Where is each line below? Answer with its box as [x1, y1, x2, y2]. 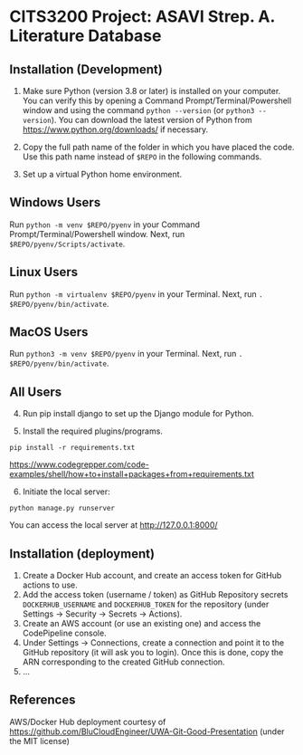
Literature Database [9, 25, 162, 46]
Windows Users [9, 195, 101, 210]
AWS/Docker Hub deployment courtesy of [9, 716, 166, 727]
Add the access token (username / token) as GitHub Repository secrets [22, 589, 289, 600]
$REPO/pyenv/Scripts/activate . [9, 238, 126, 249]
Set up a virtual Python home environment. [22, 169, 183, 179]
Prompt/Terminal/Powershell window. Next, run [9, 228, 185, 239]
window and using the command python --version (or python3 [22, 105, 255, 115]
